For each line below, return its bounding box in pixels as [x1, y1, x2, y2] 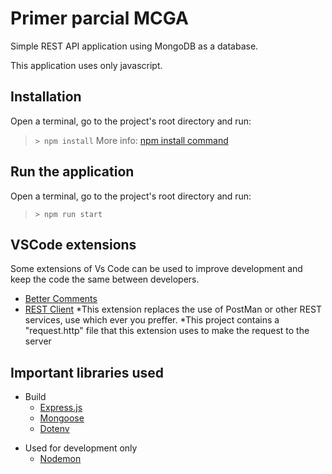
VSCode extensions [10, 236, 137, 253]
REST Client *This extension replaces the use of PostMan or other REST [24, 303, 322, 316]
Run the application [10, 163, 135, 181]
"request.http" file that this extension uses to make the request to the [24, 325, 310, 337]
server [24, 335, 52, 347]
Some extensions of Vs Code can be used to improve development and [10, 263, 303, 275]
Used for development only [24, 442, 138, 454]
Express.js [39, 402, 83, 414]
